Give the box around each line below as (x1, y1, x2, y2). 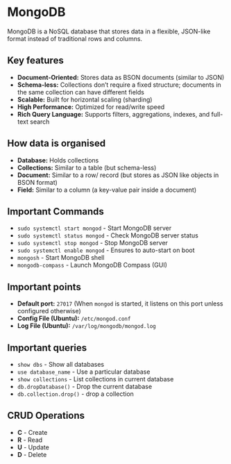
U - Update (17, 442, 50, 451)
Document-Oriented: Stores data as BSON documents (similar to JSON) (17, 73, 225, 81)
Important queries (7, 342, 87, 354)
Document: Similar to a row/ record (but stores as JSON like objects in (17, 171, 219, 179)
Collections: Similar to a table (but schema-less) (17, 163, 157, 172)
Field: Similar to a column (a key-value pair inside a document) (17, 185, 197, 194)
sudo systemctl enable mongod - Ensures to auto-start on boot (17, 246, 196, 254)
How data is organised (7, 138, 106, 149)
